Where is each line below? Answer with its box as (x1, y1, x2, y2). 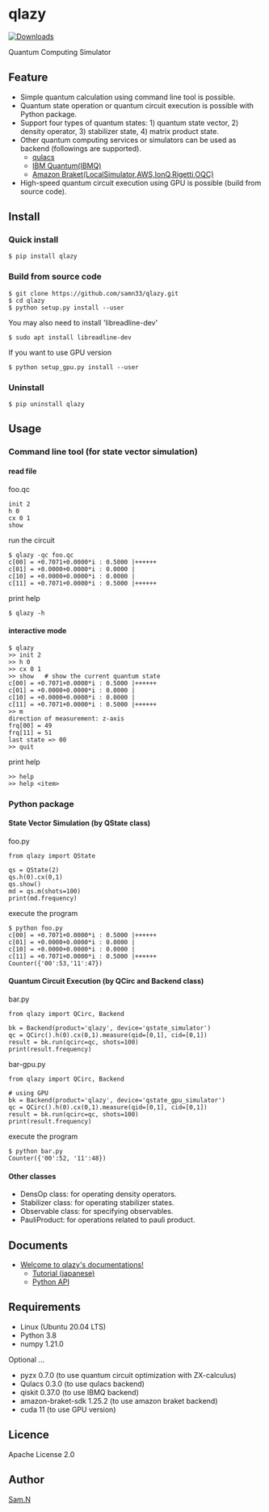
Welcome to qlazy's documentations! (19, 1260, 144, 1270)
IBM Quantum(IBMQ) (32, 161, 102, 170)
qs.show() (8, 880, 42, 888)
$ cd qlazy (8, 296, 45, 304)
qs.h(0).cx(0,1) (8, 873, 63, 881)
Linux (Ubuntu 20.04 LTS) (19, 1321, 107, 1331)
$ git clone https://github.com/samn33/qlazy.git (8, 289, 179, 297)
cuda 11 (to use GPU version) (19, 1405, 116, 1414)
